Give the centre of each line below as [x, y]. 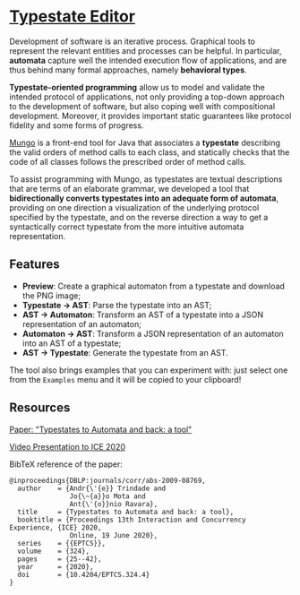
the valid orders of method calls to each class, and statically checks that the [150, 152]
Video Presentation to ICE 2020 [68, 446]
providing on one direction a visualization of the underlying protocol [134, 207]
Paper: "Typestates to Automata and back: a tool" [101, 429]
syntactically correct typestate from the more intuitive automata [127, 227]
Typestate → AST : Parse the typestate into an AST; [117, 305]
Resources [40, 408]
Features [34, 265]
